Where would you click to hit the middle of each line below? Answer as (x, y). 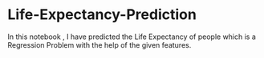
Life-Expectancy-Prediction (102, 15)
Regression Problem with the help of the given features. (100, 44)
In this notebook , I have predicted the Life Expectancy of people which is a (132, 37)
